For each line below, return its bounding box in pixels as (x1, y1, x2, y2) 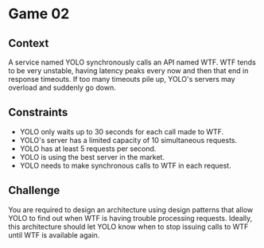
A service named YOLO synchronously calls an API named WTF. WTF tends (8, 57, 256, 67)
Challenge (8, 184, 60, 197)
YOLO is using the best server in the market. (19, 152, 165, 161)
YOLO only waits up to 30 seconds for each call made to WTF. (19, 126, 224, 136)
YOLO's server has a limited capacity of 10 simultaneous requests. (19, 135, 238, 145)
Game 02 (8, 5, 70, 23)
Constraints (8, 106, 68, 119)
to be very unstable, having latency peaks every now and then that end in (8, 66, 249, 76)
